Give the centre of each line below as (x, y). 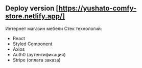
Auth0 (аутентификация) (39, 54)
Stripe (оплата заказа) (37, 60)
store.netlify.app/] (35, 16)
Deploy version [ (32, 8)
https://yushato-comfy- (98, 8)
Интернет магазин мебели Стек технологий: (54, 28)
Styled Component (32, 44)
